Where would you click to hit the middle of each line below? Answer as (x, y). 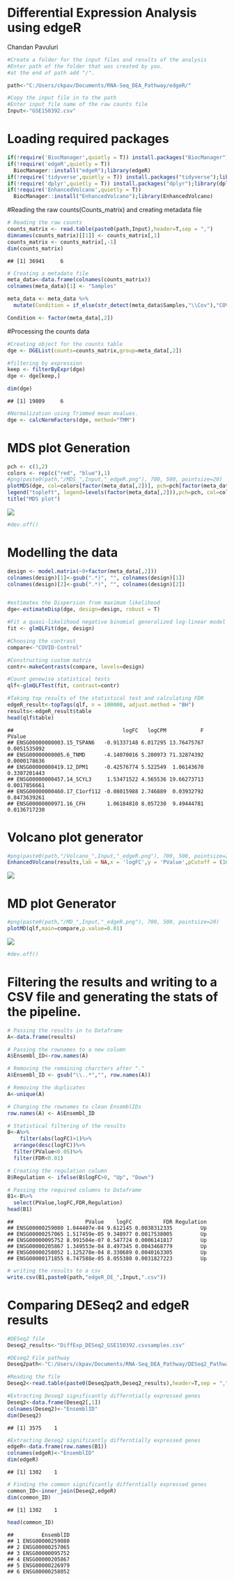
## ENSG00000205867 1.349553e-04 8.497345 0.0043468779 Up (107, 1247)
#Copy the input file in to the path (62, 98)
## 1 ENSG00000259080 (39, 1541)
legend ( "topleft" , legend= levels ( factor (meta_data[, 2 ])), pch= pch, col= (113, 493)
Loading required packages (88, 139)
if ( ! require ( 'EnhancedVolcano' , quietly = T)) (74, 190)
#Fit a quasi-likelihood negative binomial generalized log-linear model (117, 622)
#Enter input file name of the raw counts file (78, 105)
